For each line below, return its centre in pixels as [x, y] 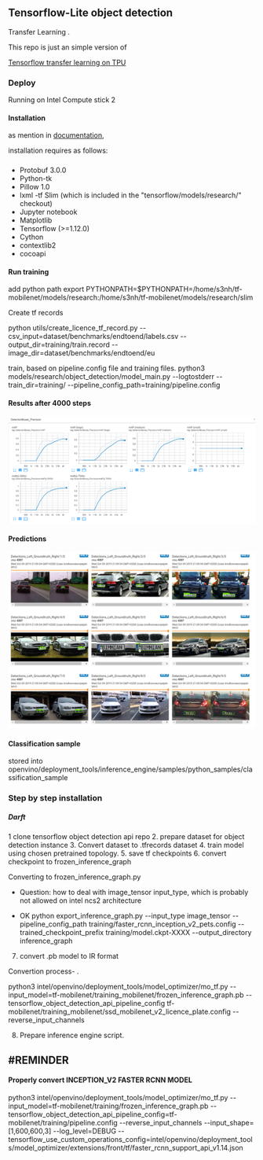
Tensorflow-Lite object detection [91, 13]
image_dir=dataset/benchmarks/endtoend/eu [82, 353]
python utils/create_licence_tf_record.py [73, 328]
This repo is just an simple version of [68, 47]
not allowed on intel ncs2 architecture [80, 900]
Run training [29, 271]
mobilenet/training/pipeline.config [63, 1122]
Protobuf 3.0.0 [43, 170]
